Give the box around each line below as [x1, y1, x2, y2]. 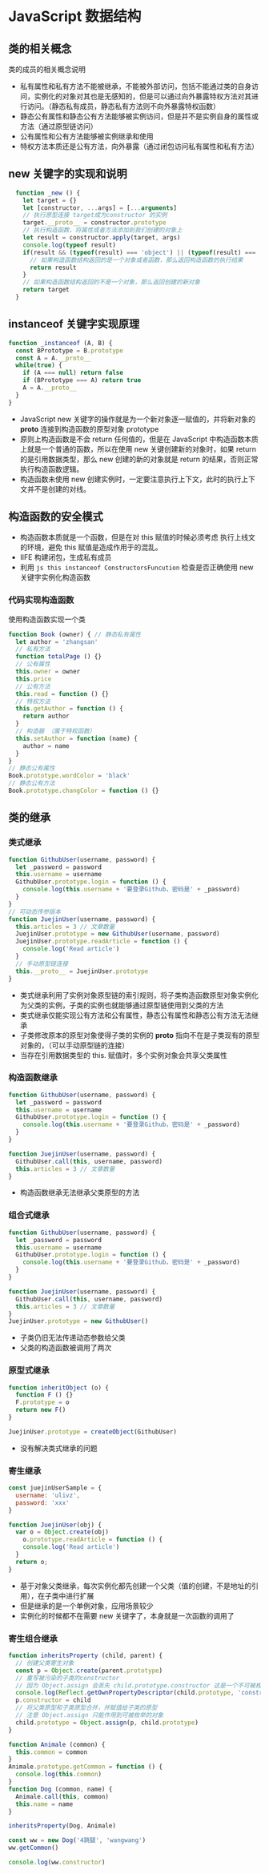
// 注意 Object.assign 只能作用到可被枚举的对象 [15, 1711, 164, 1719]
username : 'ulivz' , [15, 1491, 81, 1499]
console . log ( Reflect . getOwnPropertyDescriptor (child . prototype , [15, 1689, 235, 1697]
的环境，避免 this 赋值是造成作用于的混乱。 [19, 542, 163, 553]
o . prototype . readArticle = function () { [22, 1535, 163, 1544]
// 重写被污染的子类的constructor [15, 1674, 120, 1682]
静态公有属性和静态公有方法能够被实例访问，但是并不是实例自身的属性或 [19, 111, 259, 121]
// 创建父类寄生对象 [15, 1659, 74, 1667]
